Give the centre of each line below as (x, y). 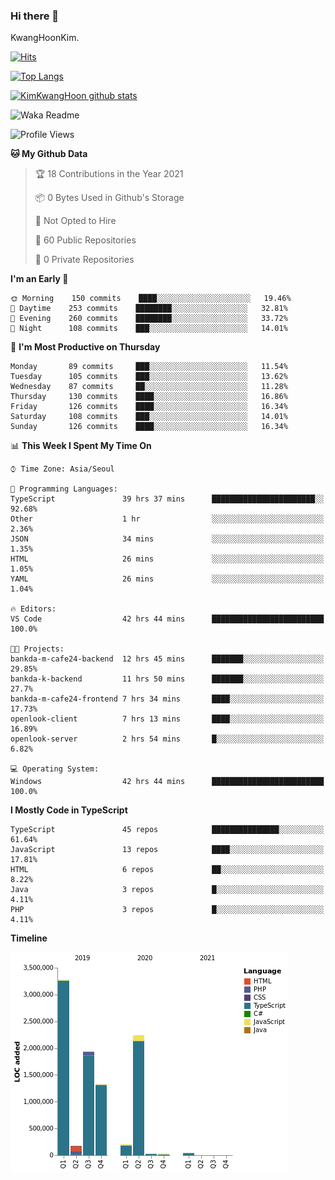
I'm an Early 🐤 (39, 279)
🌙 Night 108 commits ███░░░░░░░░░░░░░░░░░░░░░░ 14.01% (149, 329)
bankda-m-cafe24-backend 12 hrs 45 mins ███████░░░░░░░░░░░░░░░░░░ (167, 659)
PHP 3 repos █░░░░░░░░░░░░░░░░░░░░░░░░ (167, 910)
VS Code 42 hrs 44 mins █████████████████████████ (167, 619)
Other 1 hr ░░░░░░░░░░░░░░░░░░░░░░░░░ (167, 519)
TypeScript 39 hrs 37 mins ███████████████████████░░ (167, 499)
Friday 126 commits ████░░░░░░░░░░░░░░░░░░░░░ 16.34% (149, 407)
